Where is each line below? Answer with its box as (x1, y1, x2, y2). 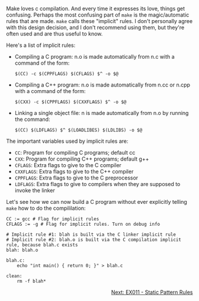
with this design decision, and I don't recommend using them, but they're (6, 24, 185, 31)
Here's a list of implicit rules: (6, 41, 76, 49)
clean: (6, 273, 23, 279)
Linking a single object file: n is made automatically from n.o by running (14, 110, 189, 116)
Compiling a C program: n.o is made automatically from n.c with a (14, 53, 175, 60)
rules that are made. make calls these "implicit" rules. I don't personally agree (6, 18, 193, 24)
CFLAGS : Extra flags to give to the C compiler (14, 162, 121, 168)
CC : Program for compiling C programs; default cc (14, 149, 136, 156)
